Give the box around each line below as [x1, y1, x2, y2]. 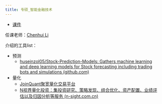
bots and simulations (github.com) [19, 69, 89, 74]
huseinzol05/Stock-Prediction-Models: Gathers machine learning [19, 58, 152, 64]
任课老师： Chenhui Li [5, 32, 49, 37]
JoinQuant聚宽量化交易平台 [19, 81, 76, 87]
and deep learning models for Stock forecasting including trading [19, 64, 153, 69]
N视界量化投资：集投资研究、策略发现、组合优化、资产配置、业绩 [19, 87, 153, 93]
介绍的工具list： [5, 42, 37, 48]
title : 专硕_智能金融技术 [5, 7, 53, 12]
